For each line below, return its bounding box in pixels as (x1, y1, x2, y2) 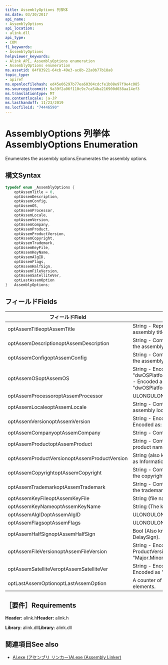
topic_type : (5, 72, 30, 77)
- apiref (5, 77, 23, 82)
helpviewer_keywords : (5, 53, 50, 59)
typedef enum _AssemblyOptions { (5, 184, 75, 190)
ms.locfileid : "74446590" (5, 105, 59, 110)
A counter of (132, 576, 162, 583)
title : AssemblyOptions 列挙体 (5, 7, 68, 12)
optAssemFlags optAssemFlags (7, 519, 81, 526)
